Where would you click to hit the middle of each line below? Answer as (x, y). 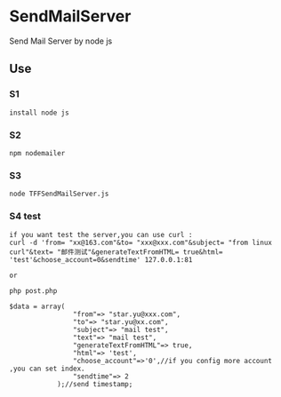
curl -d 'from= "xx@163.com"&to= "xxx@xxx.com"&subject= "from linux (141, 242)
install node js (39, 113)
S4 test (25, 217)
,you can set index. (48, 369)
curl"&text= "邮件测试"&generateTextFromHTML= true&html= (116, 252)
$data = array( (37, 306)
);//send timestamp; (95, 384)
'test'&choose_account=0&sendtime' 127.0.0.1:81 (101, 259)
